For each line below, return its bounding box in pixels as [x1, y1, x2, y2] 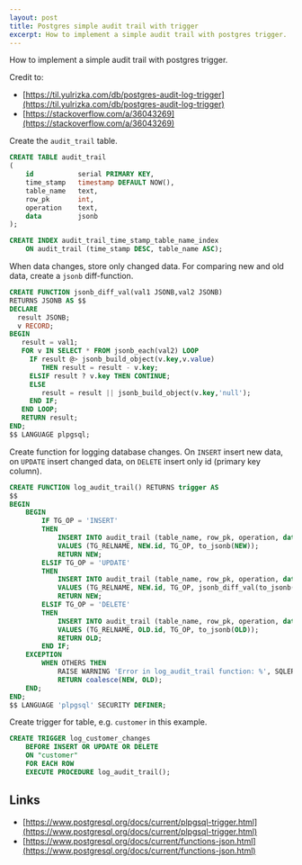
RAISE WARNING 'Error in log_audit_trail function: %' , [57, 667, 271, 676]
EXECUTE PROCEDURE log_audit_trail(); [25, 767, 171, 777]
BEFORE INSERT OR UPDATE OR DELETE [25, 743, 159, 752]
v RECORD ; [17, 321, 54, 330]
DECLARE [9, 304, 39, 313]
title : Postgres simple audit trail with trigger [9, 22, 200, 31]
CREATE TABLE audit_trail [9, 153, 106, 162]
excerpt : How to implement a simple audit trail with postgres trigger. [9, 30, 288, 39]
